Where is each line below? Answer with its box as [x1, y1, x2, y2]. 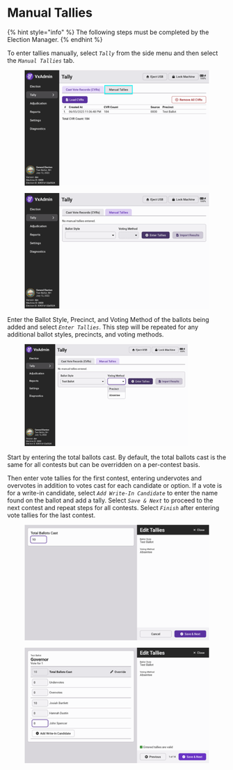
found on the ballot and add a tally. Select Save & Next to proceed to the [7, 496, 214, 505]
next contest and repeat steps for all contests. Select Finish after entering [7, 504, 220, 512]
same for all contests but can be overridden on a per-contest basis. [7, 461, 200, 469]
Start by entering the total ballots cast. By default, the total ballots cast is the [7, 453, 227, 461]
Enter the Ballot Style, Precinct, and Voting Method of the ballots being [7, 315, 210, 323]
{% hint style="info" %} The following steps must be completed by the [7, 28, 209, 36]
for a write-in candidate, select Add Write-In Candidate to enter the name [7, 489, 218, 498]
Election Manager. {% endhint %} [7, 35, 103, 43]
